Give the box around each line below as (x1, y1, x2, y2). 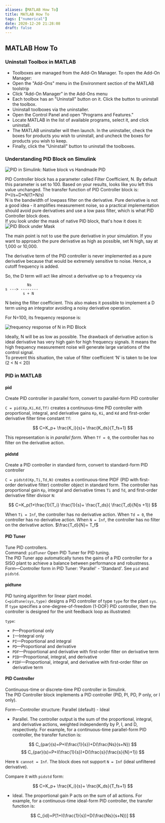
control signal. (5, 350, 34, 356)
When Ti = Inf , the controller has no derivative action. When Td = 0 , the (5, 511, 153, 518)
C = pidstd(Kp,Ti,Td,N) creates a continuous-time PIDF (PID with (5, 477, 139, 483)
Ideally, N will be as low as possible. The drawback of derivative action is (5, 334, 154, 340)
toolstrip (12, 85, 30, 91)
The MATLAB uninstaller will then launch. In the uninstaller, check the (12, 127, 153, 133)
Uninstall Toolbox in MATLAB (5, 59, 76, 66)
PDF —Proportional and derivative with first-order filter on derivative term (12, 648, 159, 654)
